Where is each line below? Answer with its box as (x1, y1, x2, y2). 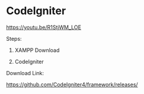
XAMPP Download (14, 46, 60, 54)
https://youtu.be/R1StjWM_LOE (6, 24, 82, 31)
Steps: (6, 35, 22, 42)
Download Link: (6, 69, 44, 76)
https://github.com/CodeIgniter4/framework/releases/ (6, 81, 138, 88)
